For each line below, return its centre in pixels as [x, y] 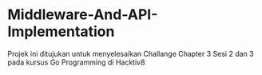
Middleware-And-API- [83, 15]
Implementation [61, 32]
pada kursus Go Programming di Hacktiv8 [76, 62]
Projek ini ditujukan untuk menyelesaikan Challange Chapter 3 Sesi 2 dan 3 [131, 53]
